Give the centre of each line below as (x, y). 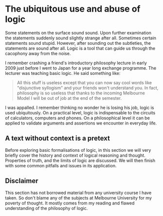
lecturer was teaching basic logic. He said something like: (63, 73)
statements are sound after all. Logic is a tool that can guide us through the (80, 48)
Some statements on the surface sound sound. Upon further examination (78, 33)
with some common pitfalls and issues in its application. (61, 165)
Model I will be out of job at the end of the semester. (69, 98)
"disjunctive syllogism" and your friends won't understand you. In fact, (88, 88)
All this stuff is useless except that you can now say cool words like (84, 82)
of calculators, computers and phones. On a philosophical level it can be (77, 118)
